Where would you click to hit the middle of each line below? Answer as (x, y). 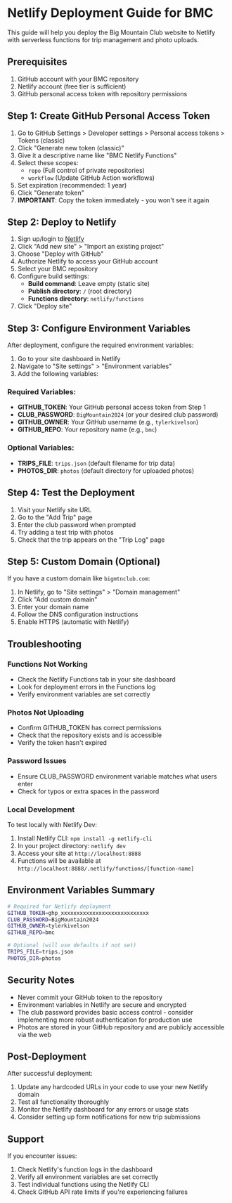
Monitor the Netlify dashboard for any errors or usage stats (103, 1110)
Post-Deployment (47, 1056)
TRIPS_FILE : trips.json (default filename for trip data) (96, 463)
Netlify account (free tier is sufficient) (72, 86)
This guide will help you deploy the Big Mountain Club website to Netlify (111, 32)
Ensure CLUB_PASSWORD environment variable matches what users (117, 776)
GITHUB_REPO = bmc (31, 932)
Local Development (41, 809)
